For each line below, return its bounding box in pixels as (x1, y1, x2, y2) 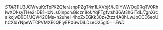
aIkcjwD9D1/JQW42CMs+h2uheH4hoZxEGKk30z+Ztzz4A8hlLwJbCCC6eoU (5, 15, 159, 20)
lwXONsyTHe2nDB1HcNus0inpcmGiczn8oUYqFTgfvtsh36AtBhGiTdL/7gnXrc (5, 9, 158, 15)
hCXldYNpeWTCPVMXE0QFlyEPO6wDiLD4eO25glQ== (5, 19, 116, 25)
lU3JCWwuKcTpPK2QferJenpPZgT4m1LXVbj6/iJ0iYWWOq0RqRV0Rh (18, 4, 159, 10)
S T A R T (5, 4, 19, 10)
